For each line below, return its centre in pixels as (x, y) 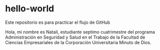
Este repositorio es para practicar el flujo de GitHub (58, 22)
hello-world (30, 9)
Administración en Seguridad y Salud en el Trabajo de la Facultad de (75, 37)
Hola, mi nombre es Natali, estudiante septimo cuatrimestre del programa (80, 32)
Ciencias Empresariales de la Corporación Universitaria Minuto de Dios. (78, 42)
